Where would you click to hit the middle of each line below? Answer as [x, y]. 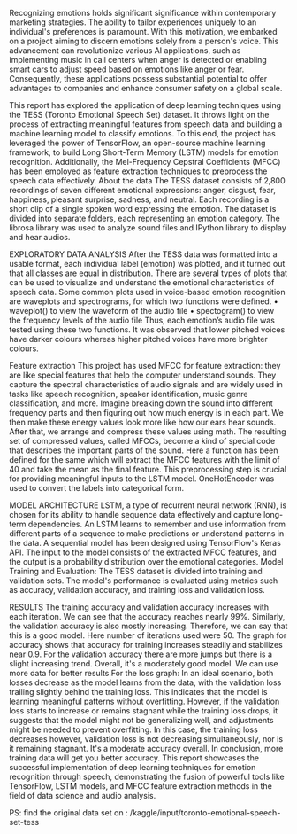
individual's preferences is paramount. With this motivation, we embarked [143, 31]
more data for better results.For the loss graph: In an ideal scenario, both [141, 673]
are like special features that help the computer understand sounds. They [143, 375]
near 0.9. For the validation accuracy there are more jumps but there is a [141, 654]
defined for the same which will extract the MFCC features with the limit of [145, 460]
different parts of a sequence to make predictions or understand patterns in [147, 534]
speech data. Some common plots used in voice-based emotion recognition [147, 292]
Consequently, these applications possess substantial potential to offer [138, 78]
